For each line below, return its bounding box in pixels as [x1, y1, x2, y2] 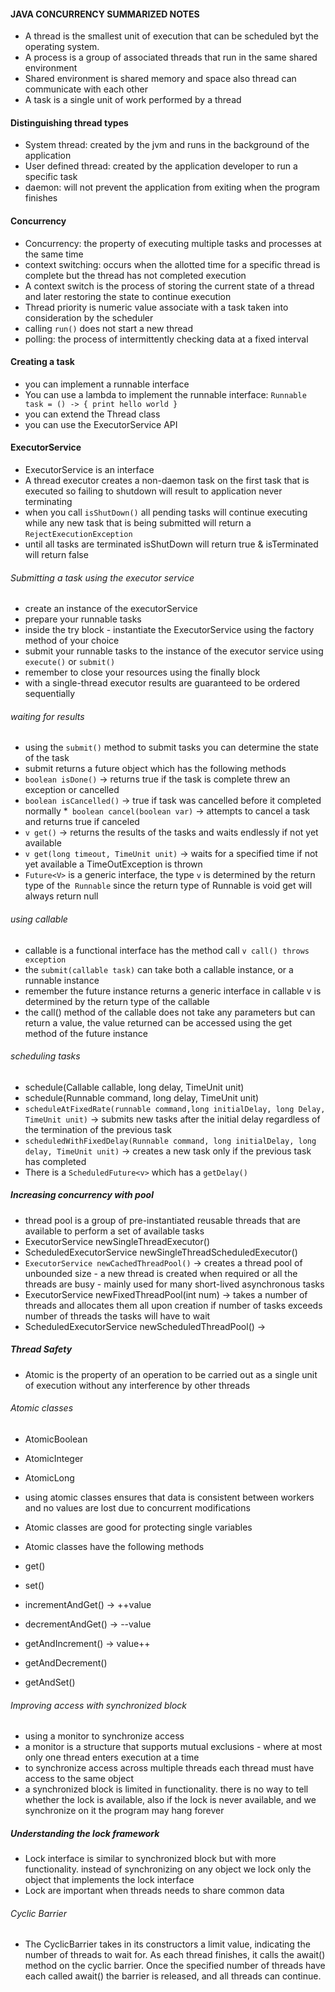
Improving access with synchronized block [10, 1699, 187, 1711]
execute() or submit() [24, 656, 116, 668]
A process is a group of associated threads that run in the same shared [24, 51, 318, 64]
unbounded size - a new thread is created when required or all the [24, 1267, 298, 1279]
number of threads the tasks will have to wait [24, 1310, 211, 1322]
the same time [24, 248, 84, 260]
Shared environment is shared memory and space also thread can [24, 73, 297, 85]
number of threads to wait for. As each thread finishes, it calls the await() [24, 1949, 326, 1961]
